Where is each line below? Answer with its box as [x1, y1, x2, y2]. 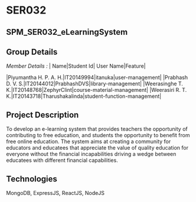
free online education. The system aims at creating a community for [6, 138, 171, 145]
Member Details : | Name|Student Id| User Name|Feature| [6, 62, 146, 69]
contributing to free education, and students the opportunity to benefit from [6, 132, 190, 139]
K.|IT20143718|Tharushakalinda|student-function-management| [6, 92, 162, 100]
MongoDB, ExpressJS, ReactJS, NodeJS [6, 190, 105, 197]
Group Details [6, 47, 58, 57]
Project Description [6, 110, 79, 120]
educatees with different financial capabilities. [6, 157, 118, 164]
